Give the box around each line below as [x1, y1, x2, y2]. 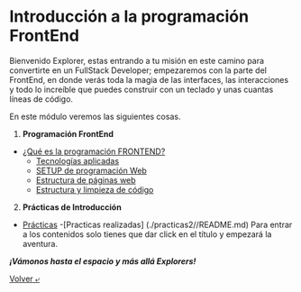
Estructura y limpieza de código [35, 184, 154, 195]
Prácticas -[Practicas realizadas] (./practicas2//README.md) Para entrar [22, 219, 293, 230]
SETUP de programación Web [35, 165, 147, 176]
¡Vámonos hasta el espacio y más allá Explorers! [9, 255, 196, 267]
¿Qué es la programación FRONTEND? [22, 146, 166, 157]
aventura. [22, 238, 59, 249]
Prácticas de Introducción [22, 201, 122, 213]
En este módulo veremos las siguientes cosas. [9, 111, 181, 122]
